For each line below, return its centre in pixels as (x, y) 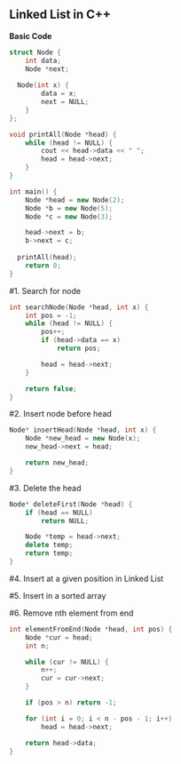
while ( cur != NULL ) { (67, 662)
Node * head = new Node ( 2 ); (75, 200)
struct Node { (35, 52)
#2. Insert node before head (61, 414)
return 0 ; (43, 266)
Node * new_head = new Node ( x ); (83, 439)
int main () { (33, 191)
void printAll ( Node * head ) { (63, 134)
